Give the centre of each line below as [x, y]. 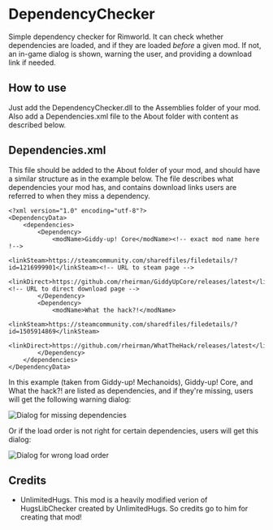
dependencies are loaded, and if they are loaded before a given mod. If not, [135, 45]
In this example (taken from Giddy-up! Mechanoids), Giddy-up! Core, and [131, 381]
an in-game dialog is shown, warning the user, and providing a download [130, 54]
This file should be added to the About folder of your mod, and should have [134, 170]
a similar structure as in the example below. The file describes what [121, 179]
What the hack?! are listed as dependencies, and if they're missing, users [131, 390]
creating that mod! [51, 517]
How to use [37, 88]
